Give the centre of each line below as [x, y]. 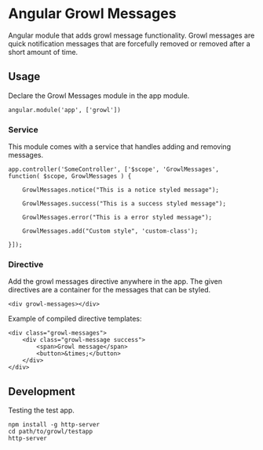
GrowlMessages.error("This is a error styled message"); [117, 218]
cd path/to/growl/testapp [50, 432]
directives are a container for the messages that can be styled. [110, 290]
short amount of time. [43, 52]
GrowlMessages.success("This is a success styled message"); [124, 204]
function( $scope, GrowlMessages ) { [70, 176]
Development [42, 392]
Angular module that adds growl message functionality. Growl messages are [131, 35]
